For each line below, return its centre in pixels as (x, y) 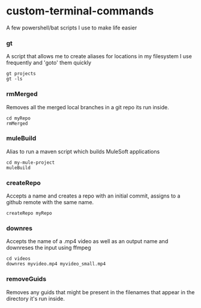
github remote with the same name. (50, 202)
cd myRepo (19, 118)
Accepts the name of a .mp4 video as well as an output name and (87, 241)
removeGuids (26, 279)
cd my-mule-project (31, 162)
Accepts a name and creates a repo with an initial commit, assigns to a (93, 196)
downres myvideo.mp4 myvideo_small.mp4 (56, 264)
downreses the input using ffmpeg (49, 248)
